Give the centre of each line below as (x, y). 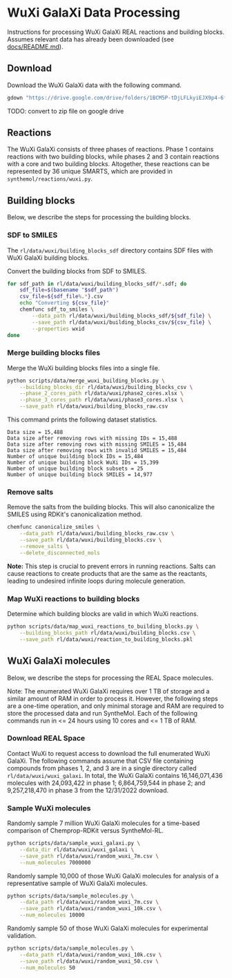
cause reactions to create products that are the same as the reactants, (107, 573)
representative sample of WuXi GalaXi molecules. (77, 883)
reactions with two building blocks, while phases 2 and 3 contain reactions (113, 156)
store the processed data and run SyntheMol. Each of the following (103, 713)
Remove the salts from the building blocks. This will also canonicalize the (111, 507)
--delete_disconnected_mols (60, 553)
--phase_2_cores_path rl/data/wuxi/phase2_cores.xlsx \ (102, 393)
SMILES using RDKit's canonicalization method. (75, 514)
